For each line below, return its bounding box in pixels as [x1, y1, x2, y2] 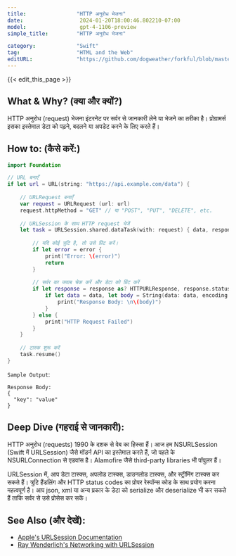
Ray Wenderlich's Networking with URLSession [17, 541, 155, 549]
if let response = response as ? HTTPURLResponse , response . [32, 286, 212, 293]
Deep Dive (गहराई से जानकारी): [7, 422, 125, 434]
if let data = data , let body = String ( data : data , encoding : [44, 292, 231, 299]
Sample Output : [7, 370, 51, 379]
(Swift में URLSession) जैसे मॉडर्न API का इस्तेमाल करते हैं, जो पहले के [7, 448, 176, 456]
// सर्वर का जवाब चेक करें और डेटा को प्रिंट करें [32, 279, 140, 286]
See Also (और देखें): [7, 514, 86, 526]
